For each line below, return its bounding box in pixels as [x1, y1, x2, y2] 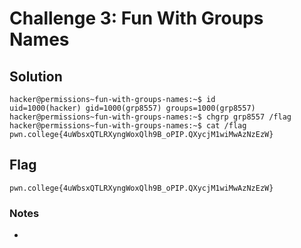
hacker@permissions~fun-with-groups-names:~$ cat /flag [9, 121, 247, 131]
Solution [9, 68, 63, 85]
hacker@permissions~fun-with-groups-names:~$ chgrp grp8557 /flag [9, 112, 292, 122]
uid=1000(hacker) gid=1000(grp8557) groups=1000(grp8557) [9, 103, 256, 113]
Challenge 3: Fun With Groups [9, 7, 264, 30]
